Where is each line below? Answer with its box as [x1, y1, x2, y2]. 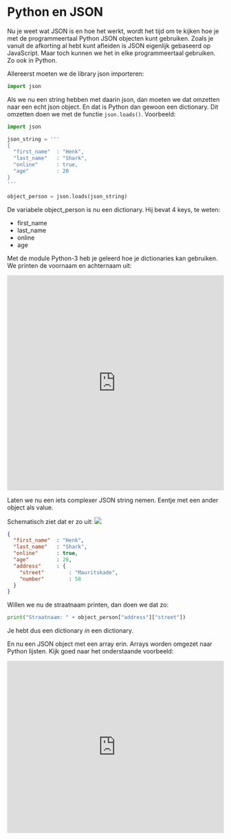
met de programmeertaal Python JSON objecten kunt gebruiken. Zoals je [7, 34, 214, 42]
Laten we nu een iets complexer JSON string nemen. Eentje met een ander [7, 496, 219, 504]
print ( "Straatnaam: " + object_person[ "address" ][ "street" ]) [7, 614, 186, 621]
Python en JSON [7, 4, 103, 20]
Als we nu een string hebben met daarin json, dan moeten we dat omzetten [7, 95, 220, 103]
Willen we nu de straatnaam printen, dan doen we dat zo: [7, 600, 169, 609]
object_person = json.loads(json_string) [7, 193, 128, 200]
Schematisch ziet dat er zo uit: [7, 517, 93, 525]
